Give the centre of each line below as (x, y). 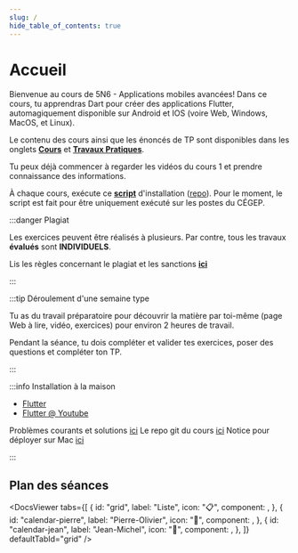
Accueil (38, 70)
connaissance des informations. (68, 176)
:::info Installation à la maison (62, 386)
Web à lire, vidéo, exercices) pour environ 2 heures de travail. (122, 325)
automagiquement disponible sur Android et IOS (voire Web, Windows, (139, 113)
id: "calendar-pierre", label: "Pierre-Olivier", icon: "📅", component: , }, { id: (144, 520)
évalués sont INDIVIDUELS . (60, 247)
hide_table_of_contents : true (65, 26)
